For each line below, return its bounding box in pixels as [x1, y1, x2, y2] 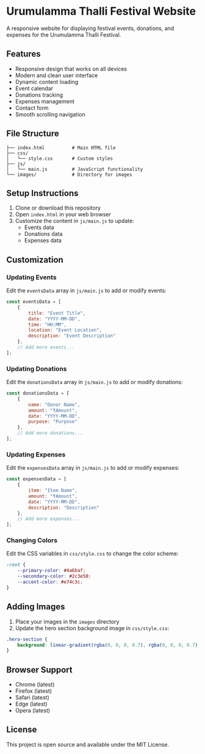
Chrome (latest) [15, 681, 55, 688]
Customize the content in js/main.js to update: [15, 217, 134, 225]
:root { [6, 562, 26, 568]
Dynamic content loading [15, 78, 79, 85]
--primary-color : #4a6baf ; [17, 568, 86, 574]
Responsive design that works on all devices [15, 65, 127, 72]
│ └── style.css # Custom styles [6, 155, 113, 162]
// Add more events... [17, 344, 75, 350]
